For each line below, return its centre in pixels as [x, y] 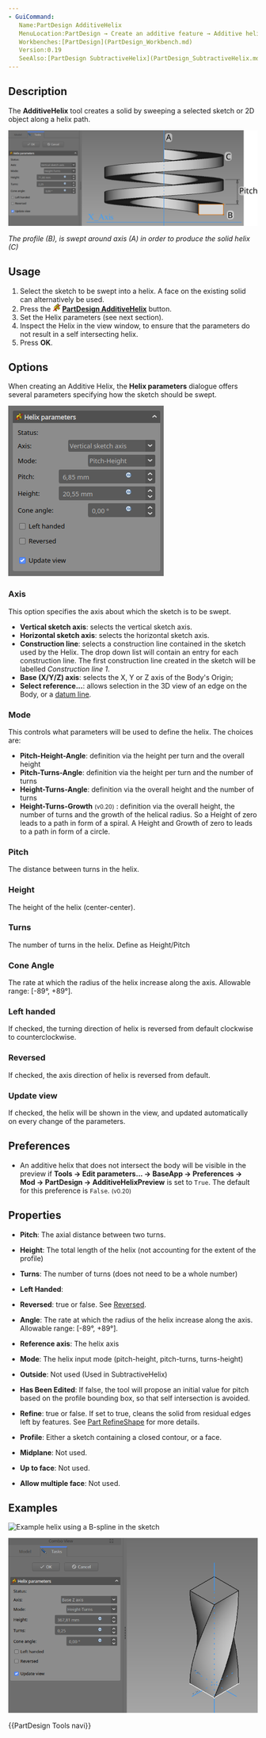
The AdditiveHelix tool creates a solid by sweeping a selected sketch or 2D [131, 110]
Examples [33, 1509]
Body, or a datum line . [55, 694]
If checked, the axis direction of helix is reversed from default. [110, 1075]
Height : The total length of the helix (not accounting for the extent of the [138, 1250]
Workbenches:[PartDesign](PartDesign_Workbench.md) [106, 42]
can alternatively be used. [62, 299]
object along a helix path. [49, 119]
